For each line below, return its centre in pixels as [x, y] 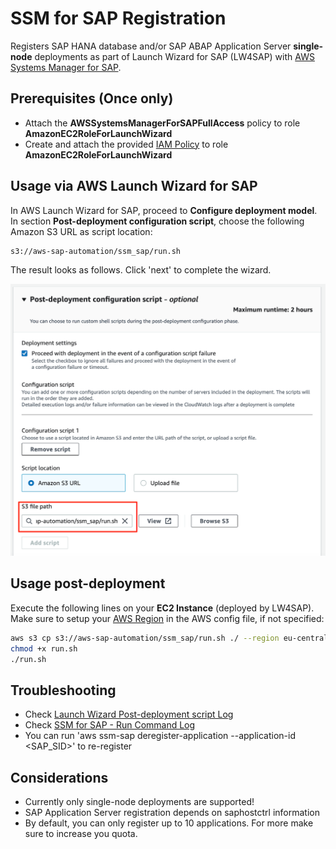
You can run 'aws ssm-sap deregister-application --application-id [160, 736]
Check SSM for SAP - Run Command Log [110, 725]
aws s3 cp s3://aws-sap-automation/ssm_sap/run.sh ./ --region [145, 638]
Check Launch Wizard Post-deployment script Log [129, 714]
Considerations [59, 777]
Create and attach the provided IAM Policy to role [126, 144]
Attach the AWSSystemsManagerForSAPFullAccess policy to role [162, 123]
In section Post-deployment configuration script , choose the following [157, 221]
